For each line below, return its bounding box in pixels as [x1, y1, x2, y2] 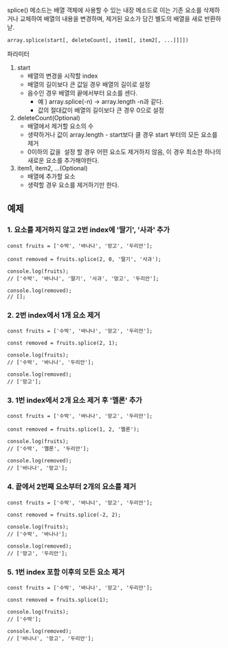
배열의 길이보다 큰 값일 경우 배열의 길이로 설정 [27, 80, 150, 88]
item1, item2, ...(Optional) [16, 164, 88, 172]
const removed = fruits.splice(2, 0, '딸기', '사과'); [7, 256, 161, 262]
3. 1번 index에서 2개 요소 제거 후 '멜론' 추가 [7, 395, 143, 405]
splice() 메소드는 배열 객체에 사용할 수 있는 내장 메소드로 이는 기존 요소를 [7, 6, 203, 14]
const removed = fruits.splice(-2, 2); [7, 511, 122, 518]
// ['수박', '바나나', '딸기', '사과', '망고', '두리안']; [7, 275, 159, 282]
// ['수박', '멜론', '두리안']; [7, 445, 90, 452]
